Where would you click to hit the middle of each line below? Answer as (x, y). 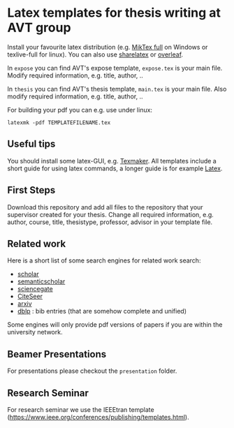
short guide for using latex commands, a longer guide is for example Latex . (115, 168)
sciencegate (35, 289)
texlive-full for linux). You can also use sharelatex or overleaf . (95, 54)
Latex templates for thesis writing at (114, 13)
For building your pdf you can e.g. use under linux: (80, 110)
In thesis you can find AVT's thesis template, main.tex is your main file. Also (117, 89)
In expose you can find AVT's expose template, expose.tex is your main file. (115, 68)
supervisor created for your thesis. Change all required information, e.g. (111, 214)
